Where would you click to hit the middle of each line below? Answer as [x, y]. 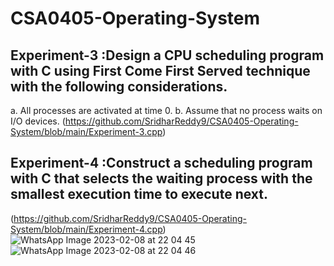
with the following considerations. [119, 86]
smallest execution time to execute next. [139, 194]
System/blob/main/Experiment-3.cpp [86, 131]
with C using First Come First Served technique [160, 70]
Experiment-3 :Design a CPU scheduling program [167, 55]
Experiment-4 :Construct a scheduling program [161, 163]
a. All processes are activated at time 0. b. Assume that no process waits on [166, 110]
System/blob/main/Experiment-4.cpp [86, 229]
